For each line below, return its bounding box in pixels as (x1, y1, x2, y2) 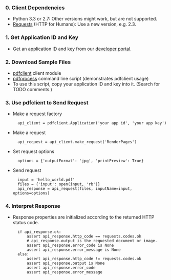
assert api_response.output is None (26, 261, 105, 266)
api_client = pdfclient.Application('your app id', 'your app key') (17, 121, 167, 126)
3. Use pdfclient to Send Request (5, 99, 89, 106)
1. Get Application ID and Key (5, 34, 78, 41)
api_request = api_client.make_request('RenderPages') (17, 140, 137, 145)
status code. (12, 220, 39, 226)
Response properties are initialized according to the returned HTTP (12, 214, 155, 220)
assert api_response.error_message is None (26, 247, 121, 252)
